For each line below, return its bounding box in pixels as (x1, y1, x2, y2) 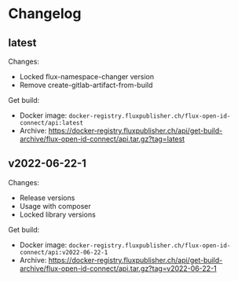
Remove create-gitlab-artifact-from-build (19, 80, 153, 89)
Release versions (19, 193, 75, 203)
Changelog (8, 5, 82, 23)
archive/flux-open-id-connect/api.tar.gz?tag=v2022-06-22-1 (19, 264, 218, 273)
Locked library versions (19, 210, 96, 219)
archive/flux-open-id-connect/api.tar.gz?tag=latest (19, 134, 185, 144)
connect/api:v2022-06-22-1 (19, 248, 108, 256)
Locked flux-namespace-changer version (19, 72, 155, 81)
